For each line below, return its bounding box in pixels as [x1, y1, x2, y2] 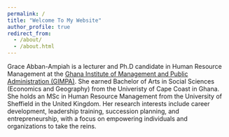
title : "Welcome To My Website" [7, 17, 102, 24]
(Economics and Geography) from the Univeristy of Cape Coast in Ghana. [7, 85, 220, 93]
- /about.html [13, 43, 55, 50]
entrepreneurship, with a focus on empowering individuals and [7, 115, 188, 123]
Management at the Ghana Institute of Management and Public [7, 70, 188, 78]
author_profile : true [7, 23, 71, 30]
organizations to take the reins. [7, 122, 97, 130]
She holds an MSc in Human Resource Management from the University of [7, 92, 223, 100]
